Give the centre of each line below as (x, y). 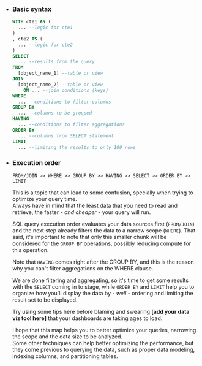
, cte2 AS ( (27, 39)
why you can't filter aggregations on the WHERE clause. (83, 268)
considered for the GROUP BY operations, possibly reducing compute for (102, 243)
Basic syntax (32, 9)
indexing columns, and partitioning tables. (65, 356)
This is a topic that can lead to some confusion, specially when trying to (103, 193)
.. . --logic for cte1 (46, 28)
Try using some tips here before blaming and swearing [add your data (101, 311)
